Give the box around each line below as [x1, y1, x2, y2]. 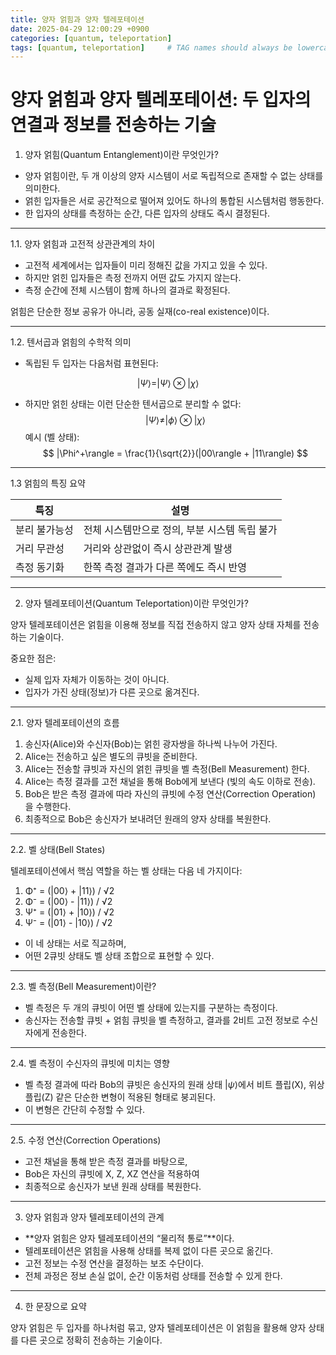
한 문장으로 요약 [24, 1301, 87, 1313]
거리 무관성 [15, 542, 65, 556]
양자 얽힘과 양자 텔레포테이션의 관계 [24, 1211, 165, 1223]
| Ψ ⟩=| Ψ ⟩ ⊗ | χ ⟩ [136, 377, 200, 390]
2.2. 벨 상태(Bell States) [10, 844, 106, 856]
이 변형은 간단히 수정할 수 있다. [24, 1104, 145, 1116]
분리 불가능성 [15, 523, 74, 537]
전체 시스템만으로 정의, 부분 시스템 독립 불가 [83, 523, 278, 537]
